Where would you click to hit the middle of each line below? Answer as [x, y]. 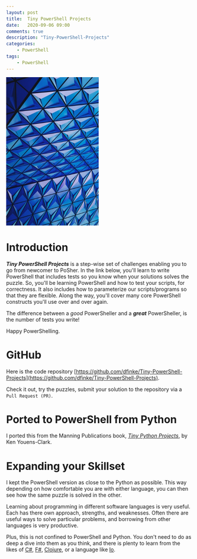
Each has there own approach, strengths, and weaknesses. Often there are [97, 513]
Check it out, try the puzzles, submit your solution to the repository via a [94, 389]
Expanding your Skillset [66, 466]
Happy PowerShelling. [33, 331]
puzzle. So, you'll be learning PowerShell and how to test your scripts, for [96, 282]
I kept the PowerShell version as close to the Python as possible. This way [96, 482]
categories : [21, 44]
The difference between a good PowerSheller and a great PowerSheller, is [97, 313]
